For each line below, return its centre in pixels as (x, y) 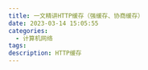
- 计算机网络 (35, 38)
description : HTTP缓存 (45, 53)
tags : (17, 46)
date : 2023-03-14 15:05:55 (53, 23)
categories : (28, 31)
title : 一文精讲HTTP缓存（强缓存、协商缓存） (76, 16)
